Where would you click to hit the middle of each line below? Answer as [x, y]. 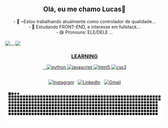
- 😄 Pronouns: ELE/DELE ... [85, 32]
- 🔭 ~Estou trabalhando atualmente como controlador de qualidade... [85, 21]
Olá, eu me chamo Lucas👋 [85, 9]
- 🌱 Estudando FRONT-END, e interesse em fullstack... [85, 27]
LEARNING [85, 56]
